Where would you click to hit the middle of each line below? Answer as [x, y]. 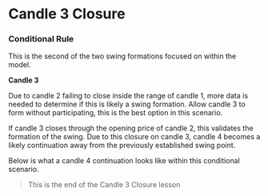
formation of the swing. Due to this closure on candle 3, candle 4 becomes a [134, 137]
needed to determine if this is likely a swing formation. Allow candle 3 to [127, 104]
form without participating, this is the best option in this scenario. [116, 113]
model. [20, 65]
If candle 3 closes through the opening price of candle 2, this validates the [131, 128]
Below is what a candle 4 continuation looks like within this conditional [124, 161]
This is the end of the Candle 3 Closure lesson [104, 185]
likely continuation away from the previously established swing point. [122, 146]
